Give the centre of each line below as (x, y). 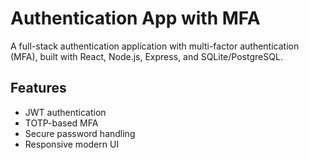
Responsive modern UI (72, 144)
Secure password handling (80, 133)
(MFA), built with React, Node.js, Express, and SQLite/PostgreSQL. (146, 56)
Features (38, 88)
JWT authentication (65, 112)
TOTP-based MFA (61, 123)
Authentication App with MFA (135, 18)
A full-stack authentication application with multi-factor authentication (155, 46)
